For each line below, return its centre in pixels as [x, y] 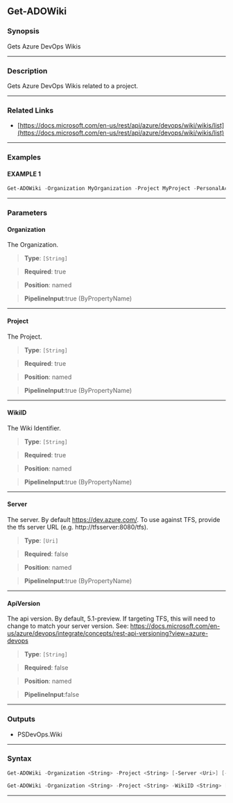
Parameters [27, 213]
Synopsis [23, 31]
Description [27, 71]
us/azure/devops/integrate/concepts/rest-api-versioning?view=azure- [108, 634]
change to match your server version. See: [68, 626]
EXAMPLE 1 [24, 174]
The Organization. [33, 245]
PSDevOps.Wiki [40, 734]
